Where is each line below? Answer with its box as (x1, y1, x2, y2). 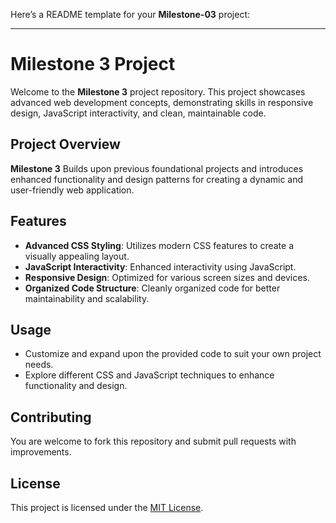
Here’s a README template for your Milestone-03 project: (10, 9, 250, 20)
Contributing (10, 409, 92, 426)
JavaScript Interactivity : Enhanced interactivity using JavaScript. (24, 260, 297, 273)
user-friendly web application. (10, 184, 135, 196)
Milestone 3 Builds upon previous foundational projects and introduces (10, 162, 304, 174)
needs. (24, 359, 54, 371)
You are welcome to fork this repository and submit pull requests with (10, 435, 297, 448)
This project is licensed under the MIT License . (10, 502, 204, 513)
